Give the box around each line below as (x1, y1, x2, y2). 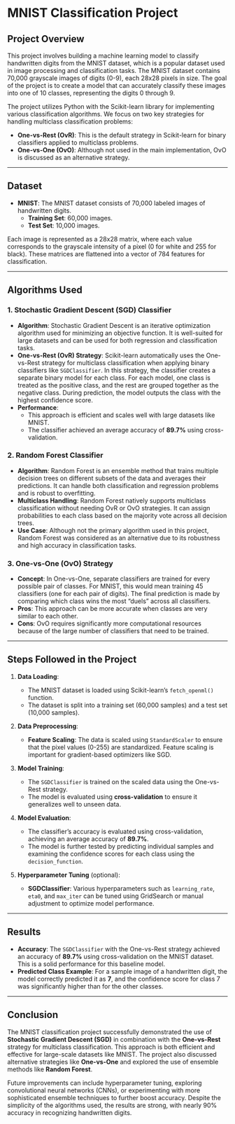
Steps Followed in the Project (7, 654, 137, 666)
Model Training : (17, 764, 64, 772)
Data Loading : (17, 672, 59, 680)
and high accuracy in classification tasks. (17, 541, 136, 549)
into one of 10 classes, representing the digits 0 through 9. (7, 89, 176, 97)
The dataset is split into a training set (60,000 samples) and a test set (27, 701, 228, 709)
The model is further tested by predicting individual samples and (27, 842, 214, 850)
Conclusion (7, 1009, 59, 1021)
